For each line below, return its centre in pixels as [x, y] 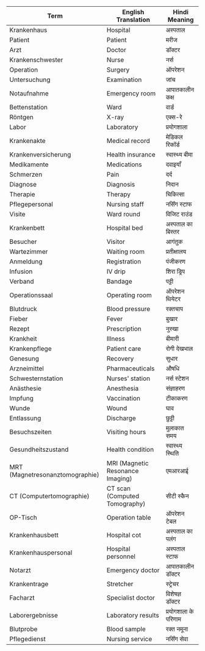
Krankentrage [29, 584]
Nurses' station [128, 378]
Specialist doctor [131, 598]
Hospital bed [125, 228]
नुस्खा [172, 329]
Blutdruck [23, 309]
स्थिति [172, 453]
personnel [121, 557]
